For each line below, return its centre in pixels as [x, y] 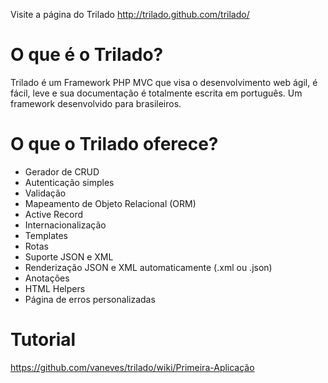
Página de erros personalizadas [90, 299]
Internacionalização [65, 225]
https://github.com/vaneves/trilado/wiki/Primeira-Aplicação [132, 367]
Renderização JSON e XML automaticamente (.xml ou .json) [148, 267]
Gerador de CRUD [62, 171]
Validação [45, 193]
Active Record [54, 214]
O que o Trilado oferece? [114, 144]
